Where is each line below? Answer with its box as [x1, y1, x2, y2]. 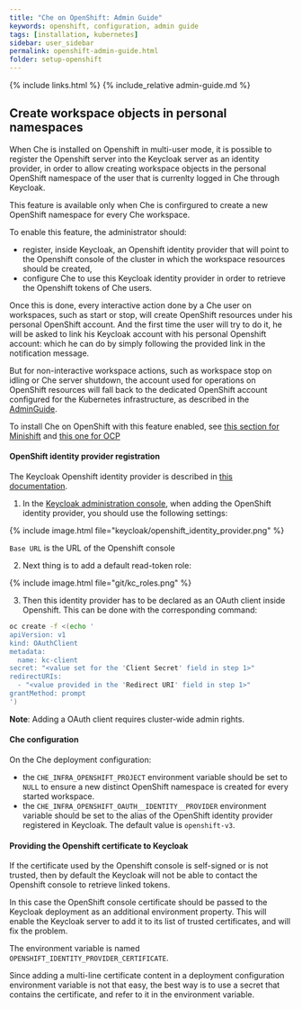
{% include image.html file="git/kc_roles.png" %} [9, 577, 191, 588]
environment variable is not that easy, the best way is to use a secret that [9, 979, 280, 991]
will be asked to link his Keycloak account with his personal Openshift [9, 328, 267, 339]
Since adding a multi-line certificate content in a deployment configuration [9, 970, 285, 981]
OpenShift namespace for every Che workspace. [9, 209, 191, 220]
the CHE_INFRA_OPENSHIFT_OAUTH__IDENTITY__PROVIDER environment [22, 800, 267, 811]
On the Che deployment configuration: [9, 754, 152, 765]
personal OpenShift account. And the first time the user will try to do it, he [9, 319, 283, 330]
